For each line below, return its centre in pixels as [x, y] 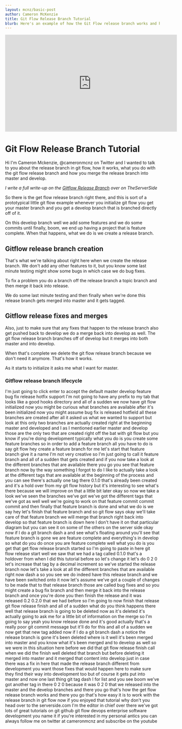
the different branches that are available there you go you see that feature [80, 465]
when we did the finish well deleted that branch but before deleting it [75, 653]
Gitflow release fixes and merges [56, 316]
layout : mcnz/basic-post [30, 10]
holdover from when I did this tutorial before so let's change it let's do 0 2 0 [81, 559]
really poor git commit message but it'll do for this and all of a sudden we [79, 627]
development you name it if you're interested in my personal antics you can [81, 716]
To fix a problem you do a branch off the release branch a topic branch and [81, 281]
